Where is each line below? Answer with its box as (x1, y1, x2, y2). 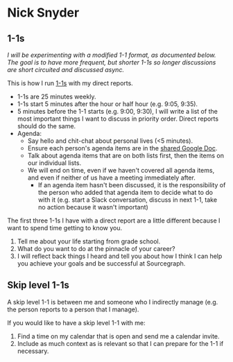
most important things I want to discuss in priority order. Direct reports (17, 114, 219, 123)
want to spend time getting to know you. (7, 224, 123, 232)
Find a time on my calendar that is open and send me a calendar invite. (17, 331, 220, 341)
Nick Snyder (7, 5, 80, 21)
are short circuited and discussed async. (7, 66, 125, 74)
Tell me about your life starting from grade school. (17, 237, 161, 245)
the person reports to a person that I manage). (7, 305, 139, 313)
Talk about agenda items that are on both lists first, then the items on (27, 151, 224, 160)
